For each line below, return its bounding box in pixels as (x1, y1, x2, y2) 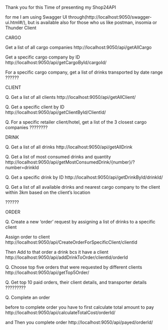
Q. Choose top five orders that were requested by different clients (5, 264, 143, 270)
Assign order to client (5, 234, 50, 240)
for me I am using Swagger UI (5, 14, 67, 20)
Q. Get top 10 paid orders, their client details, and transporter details (5, 280, 147, 285)
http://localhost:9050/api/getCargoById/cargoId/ (5, 60, 107, 65)
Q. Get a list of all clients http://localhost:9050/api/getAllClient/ (5, 94, 136, 100)
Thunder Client (5, 25, 36, 31)
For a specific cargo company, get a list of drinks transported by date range (5, 69, 163, 75)
